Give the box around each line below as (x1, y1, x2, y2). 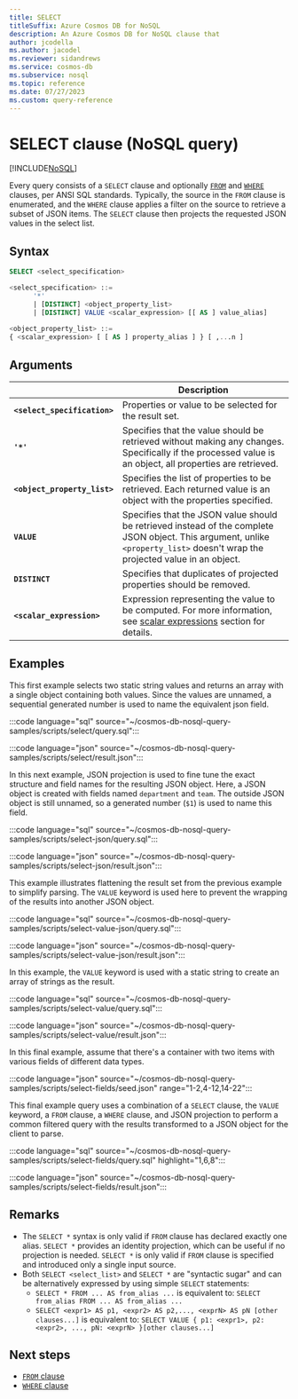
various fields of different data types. (9, 1055, 145, 1066)
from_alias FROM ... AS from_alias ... (35, 1297, 184, 1306)
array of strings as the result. (9, 976, 115, 986)
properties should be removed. (122, 578, 251, 590)
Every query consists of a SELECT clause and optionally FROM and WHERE (9, 180, 264, 191)
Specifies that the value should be (122, 423, 264, 436)
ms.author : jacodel (9, 46, 82, 55)
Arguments (9, 357, 74, 373)
